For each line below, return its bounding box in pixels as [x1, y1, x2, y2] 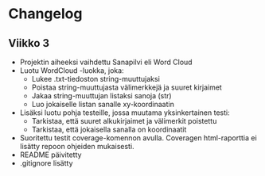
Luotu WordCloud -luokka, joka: [19, 66, 125, 75]
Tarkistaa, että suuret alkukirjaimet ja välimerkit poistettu [31, 117, 217, 125]
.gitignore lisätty [19, 159, 73, 167]
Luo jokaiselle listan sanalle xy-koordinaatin [31, 100, 175, 109]
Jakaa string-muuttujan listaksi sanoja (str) [31, 91, 173, 100]
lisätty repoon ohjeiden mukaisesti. [19, 142, 134, 151]
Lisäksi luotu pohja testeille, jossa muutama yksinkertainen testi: [19, 108, 230, 117]
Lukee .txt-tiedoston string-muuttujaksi [31, 75, 161, 83]
